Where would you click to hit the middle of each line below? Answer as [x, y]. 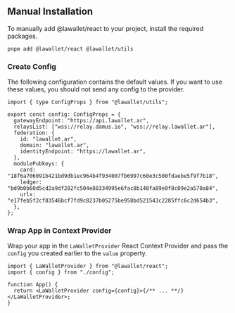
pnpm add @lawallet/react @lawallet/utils [70, 49]
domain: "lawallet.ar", [55, 146]
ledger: [31, 182]
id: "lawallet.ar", [49, 139]
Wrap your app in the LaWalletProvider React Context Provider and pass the [118, 246]
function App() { [33, 285]
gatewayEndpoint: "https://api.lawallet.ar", [82, 121]
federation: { [34, 133]
